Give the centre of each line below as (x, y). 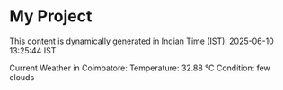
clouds (22, 77)
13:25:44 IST (33, 50)
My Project (51, 16)
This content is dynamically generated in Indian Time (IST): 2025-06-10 (141, 41)
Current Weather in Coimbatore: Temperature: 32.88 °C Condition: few (140, 68)
